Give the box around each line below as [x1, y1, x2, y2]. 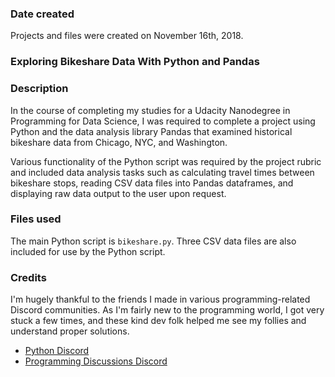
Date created [10, 7, 75, 21]
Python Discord [24, 345, 90, 357]
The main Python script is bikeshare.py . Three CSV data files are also [10, 235, 297, 247]
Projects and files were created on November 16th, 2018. [10, 30, 244, 42]
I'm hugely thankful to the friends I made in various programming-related [10, 293, 311, 306]
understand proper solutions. [10, 325, 130, 337]
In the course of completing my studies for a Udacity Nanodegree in [10, 104, 291, 116]
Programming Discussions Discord [24, 355, 168, 367]
